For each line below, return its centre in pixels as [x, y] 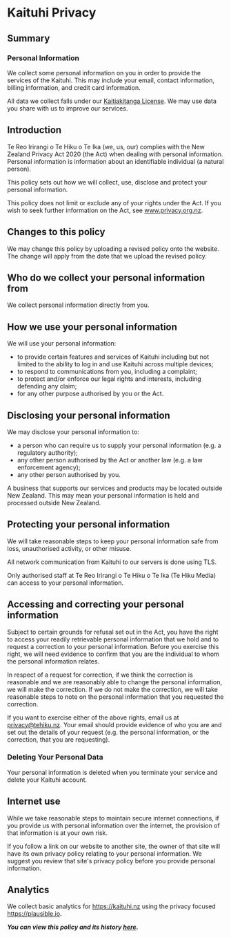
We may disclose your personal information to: [73, 432]
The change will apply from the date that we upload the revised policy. [107, 256]
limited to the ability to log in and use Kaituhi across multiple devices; [115, 364]
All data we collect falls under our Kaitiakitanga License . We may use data [112, 101]
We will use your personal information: [62, 344]
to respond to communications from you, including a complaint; [107, 372]
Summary [29, 38]
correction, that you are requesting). [59, 739]
